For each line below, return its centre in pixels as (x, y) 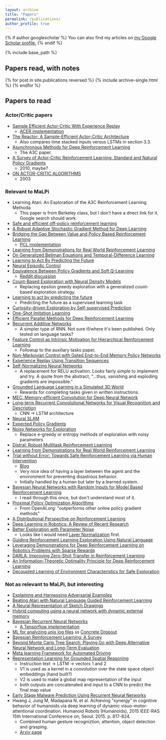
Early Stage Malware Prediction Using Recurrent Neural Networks (79, 695)
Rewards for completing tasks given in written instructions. (79, 392)
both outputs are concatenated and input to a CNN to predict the (85, 685)
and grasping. (34, 727)
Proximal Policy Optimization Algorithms (53, 503)
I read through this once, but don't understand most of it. (78, 498)
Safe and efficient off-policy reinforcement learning (64, 223)
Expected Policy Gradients (39, 424)
